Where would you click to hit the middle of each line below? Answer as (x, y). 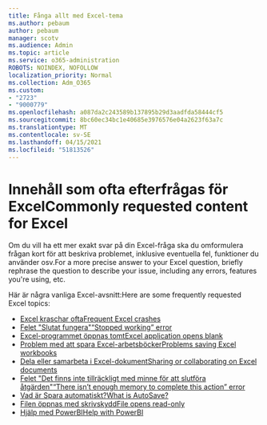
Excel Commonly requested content (128, 206)
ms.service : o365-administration (64, 61)
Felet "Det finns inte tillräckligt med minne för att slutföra (113, 379)
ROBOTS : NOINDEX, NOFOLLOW (53, 68)
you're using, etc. (37, 279)
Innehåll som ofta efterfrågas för (118, 189)
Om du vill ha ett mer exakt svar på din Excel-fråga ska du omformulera (126, 246)
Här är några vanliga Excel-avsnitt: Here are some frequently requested (125, 295)
